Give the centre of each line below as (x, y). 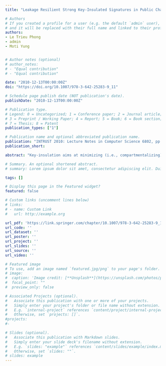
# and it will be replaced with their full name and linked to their (78, 28)
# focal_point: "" (25, 283)
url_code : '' (19, 228)
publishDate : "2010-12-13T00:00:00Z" (44, 101)
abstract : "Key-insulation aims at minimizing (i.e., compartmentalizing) (84, 155)
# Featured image (23, 264)
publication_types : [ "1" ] (32, 128)
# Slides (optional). (27, 333)
